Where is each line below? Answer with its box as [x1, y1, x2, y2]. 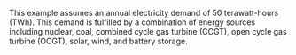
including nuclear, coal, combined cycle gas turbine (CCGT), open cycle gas [9, 27, 287, 36]
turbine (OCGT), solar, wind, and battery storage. [9, 35, 188, 46]
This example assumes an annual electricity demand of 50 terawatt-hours [9, 8, 279, 18]
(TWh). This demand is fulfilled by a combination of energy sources [9, 17, 255, 27]
